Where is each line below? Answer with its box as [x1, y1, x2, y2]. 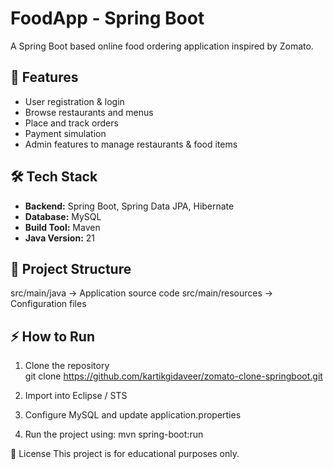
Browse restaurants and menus [24, 106, 154, 118]
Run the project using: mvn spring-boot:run [24, 428, 204, 441]
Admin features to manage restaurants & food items [24, 138, 238, 150]
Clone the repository [24, 360, 110, 372]
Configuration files [10, 298, 87, 310]
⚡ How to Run [10, 328, 96, 345]
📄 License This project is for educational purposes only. [10, 448, 240, 460]
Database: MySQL [24, 210, 102, 222]
